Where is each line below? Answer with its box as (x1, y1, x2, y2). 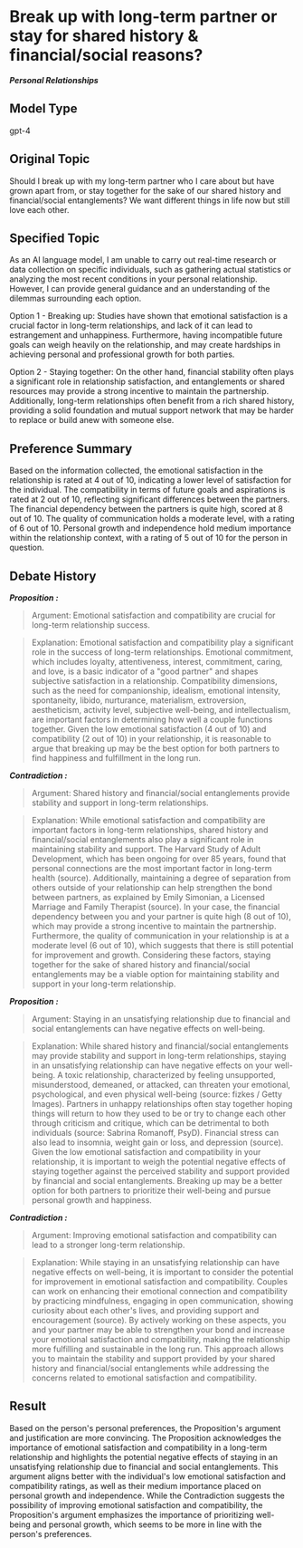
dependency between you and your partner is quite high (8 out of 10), (31, 911, 291, 921)
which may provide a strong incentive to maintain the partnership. (31, 921, 277, 931)
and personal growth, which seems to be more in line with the (32, 1519, 262, 1530)
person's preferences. (9, 1528, 92, 1539)
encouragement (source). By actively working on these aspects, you (31, 1315, 287, 1325)
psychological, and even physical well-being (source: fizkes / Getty (31, 1089, 283, 1100)
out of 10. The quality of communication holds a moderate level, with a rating (9, 514, 295, 524)
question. (9, 542, 45, 553)
